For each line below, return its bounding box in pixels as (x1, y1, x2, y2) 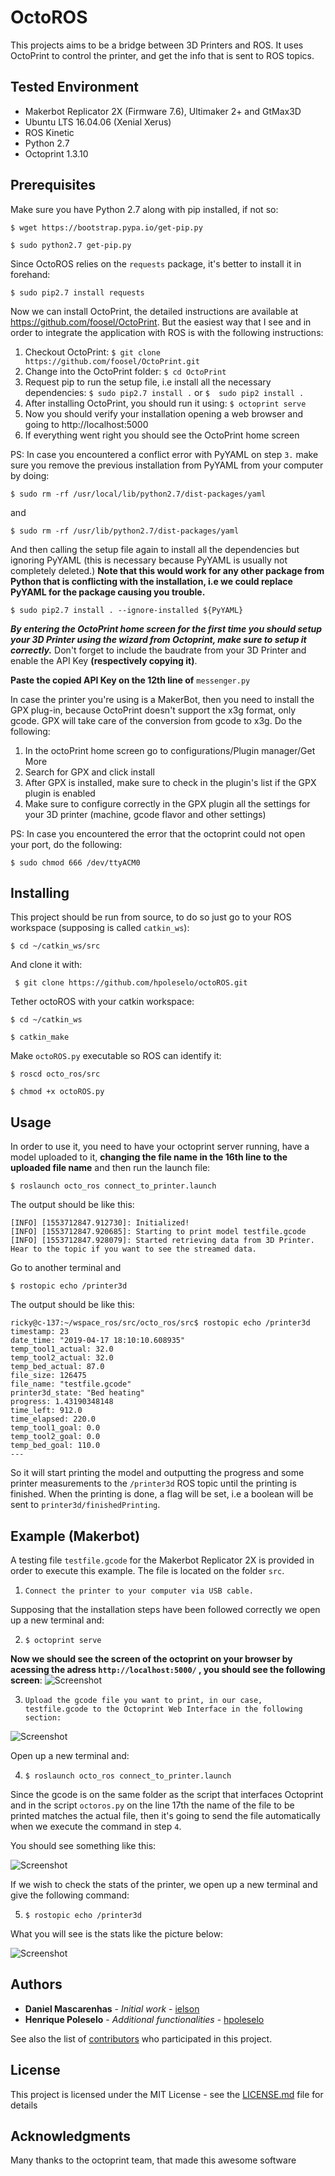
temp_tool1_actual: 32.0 (10, 1344, 114, 1355)
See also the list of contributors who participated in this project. (10, 2032, 273, 2045)
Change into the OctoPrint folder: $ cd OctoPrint (24, 365, 227, 377)
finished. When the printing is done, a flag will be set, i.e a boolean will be (10, 1488, 314, 1500)
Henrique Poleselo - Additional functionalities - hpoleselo (24, 2013, 265, 2025)
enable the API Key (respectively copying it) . (10, 654, 198, 666)
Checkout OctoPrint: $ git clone (24, 346, 161, 358)
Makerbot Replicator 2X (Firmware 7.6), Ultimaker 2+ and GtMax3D (24, 105, 302, 117)
